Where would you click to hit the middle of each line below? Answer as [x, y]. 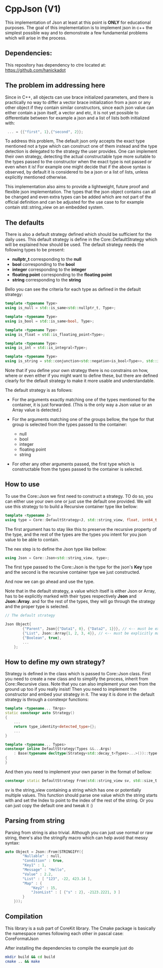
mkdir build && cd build [30, 957]
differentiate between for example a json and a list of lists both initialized [77, 118]
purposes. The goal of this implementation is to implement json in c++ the [79, 27]
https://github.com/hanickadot [35, 70]
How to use [22, 484]
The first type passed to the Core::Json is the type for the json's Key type [79, 567]
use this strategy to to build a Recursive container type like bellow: [71, 506]
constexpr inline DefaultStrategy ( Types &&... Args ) [58, 749]
